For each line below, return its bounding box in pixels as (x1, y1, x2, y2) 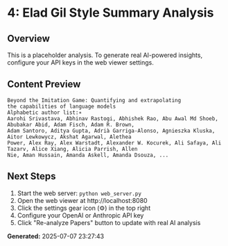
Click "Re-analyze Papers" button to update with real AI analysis (17, 218, 201, 227)
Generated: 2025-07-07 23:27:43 (7, 231, 105, 240)
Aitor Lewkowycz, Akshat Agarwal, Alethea (7, 133, 132, 140)
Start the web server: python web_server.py (17, 189, 142, 197)
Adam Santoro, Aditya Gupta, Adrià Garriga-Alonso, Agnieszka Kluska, (7, 127, 216, 134)
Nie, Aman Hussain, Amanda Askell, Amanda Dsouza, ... (7, 151, 169, 158)
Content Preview (7, 79, 81, 90)
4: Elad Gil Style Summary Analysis (7, 5, 214, 21)
